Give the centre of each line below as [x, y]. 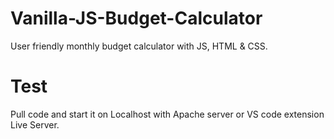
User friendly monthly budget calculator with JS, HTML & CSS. [139, 46]
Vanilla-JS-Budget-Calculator [136, 18]
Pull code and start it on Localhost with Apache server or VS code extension [167, 114]
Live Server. [35, 124]
